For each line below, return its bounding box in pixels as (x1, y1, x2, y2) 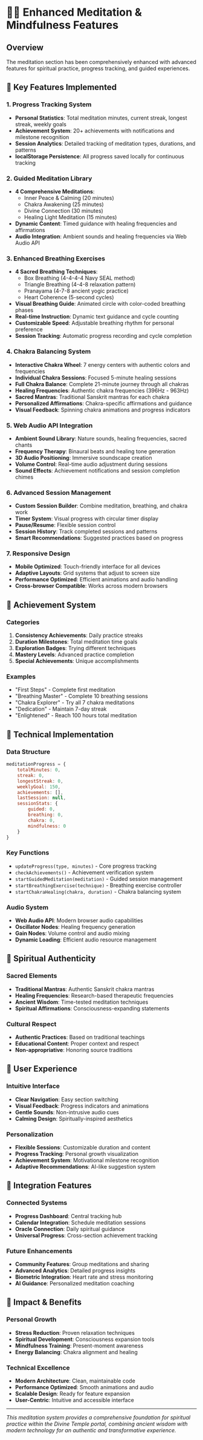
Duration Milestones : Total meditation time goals (14, 638, 138, 645)
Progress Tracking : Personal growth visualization (14, 1150, 139, 1157)
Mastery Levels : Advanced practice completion (14, 651, 134, 658)
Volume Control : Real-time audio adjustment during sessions (14, 460, 168, 468)
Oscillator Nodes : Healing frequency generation (14, 923, 136, 930)
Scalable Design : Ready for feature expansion (14, 1390, 130, 1397)
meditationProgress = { (6, 761, 66, 767)
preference (14, 326, 43, 333)
